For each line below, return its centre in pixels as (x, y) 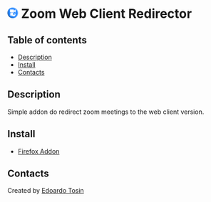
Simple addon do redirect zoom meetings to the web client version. (106, 112)
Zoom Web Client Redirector (107, 14)
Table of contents (47, 40)
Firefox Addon (38, 151)
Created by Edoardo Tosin (46, 191)
